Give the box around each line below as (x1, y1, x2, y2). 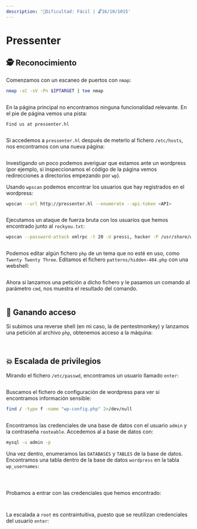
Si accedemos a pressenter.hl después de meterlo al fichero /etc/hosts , (6, 136, 184, 144)
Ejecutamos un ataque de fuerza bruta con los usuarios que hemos (6, 217, 168, 224)
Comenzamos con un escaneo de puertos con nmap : (6, 76, 131, 83)
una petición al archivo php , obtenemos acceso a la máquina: (6, 329, 153, 336)
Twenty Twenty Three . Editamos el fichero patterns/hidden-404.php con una (6, 256, 189, 263)
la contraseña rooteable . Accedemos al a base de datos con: (6, 428, 154, 435)
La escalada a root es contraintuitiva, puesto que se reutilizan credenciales (6, 511, 188, 518)
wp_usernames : (6, 462, 39, 470)
